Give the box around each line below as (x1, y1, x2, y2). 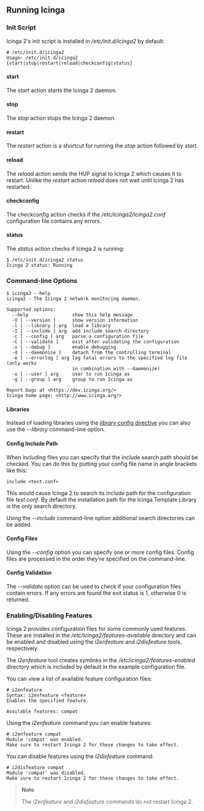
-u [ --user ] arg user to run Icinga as (12, 371, 130, 378)
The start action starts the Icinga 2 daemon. (6, 86, 118, 94)
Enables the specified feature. (6, 698, 89, 704)
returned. (6, 596, 30, 603)
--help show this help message (12, 312, 133, 318)
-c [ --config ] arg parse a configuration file (12, 333, 144, 340)
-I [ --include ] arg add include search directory (12, 328, 149, 334)
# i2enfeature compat (6, 731, 62, 737)
